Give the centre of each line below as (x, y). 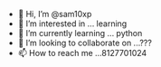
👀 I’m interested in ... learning (72, 24)
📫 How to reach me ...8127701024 (82, 53)
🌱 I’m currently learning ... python (80, 33)
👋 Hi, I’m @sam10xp (55, 14)
